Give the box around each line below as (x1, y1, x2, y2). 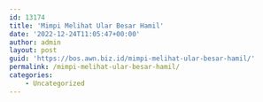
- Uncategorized (25, 79, 86, 88)
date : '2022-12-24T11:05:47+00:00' (9, 29, 141, 38)
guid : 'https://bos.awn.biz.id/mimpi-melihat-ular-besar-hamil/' (9, 54, 255, 63)
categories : (9, 71, 53, 80)
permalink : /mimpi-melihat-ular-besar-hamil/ (9, 63, 180, 72)
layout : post (9, 46, 58, 55)
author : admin (9, 37, 62, 47)
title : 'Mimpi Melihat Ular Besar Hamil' (9, 21, 165, 30)
